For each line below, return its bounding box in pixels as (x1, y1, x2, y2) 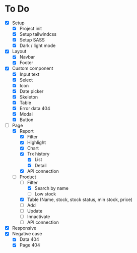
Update (27, 208, 43, 214)
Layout (12, 48, 27, 55)
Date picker (19, 88, 44, 94)
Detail (34, 162, 47, 168)
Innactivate (27, 214, 50, 220)
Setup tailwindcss (19, 31, 56, 37)
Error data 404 (19, 105, 50, 111)
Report (19, 128, 34, 134)
